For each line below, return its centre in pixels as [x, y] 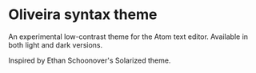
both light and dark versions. [56, 44]
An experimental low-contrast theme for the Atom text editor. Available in [128, 36]
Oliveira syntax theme [83, 15]
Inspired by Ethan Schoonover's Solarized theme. [90, 60]
